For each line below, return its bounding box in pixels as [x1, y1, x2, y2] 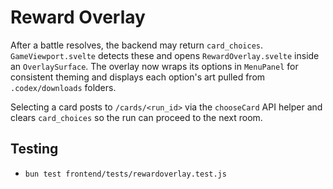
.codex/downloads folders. [10, 81, 117, 93]
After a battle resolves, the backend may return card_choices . [10, 39, 264, 51]
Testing [10, 141, 59, 158]
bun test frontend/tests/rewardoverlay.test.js [24, 169, 227, 179]
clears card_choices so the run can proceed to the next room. [10, 111, 263, 123]
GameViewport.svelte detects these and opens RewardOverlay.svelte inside [10, 49, 320, 61]
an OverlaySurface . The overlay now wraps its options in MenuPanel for [10, 60, 299, 72]
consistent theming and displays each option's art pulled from [10, 71, 266, 83]
